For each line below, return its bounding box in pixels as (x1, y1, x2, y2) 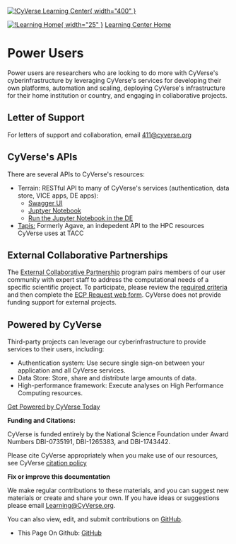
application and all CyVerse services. (17, 366, 126, 375)
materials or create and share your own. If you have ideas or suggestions (7, 494, 220, 502)
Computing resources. (17, 389, 83, 397)
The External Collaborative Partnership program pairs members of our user (7, 268, 226, 276)
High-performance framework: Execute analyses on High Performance (17, 381, 224, 390)
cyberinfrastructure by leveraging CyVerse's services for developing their (7, 76, 222, 84)
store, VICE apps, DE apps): (17, 191, 99, 200)
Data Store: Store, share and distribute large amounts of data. (17, 374, 196, 382)
